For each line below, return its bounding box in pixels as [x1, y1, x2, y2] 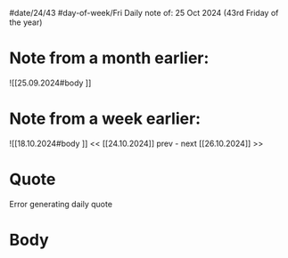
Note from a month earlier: [9, 48, 210, 69]
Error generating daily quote [9, 198, 113, 209]
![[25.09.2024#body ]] [9, 77, 92, 88]
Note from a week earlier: [9, 109, 202, 129]
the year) [9, 17, 43, 28]
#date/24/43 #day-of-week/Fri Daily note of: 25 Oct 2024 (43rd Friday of [9, 8, 279, 18]
